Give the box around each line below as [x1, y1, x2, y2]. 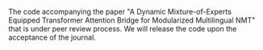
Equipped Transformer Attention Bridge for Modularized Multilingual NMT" [8, 15, 256, 25]
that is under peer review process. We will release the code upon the [8, 24, 237, 33]
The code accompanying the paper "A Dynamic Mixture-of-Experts [8, 7, 232, 16]
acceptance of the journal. [8, 32, 97, 42]
